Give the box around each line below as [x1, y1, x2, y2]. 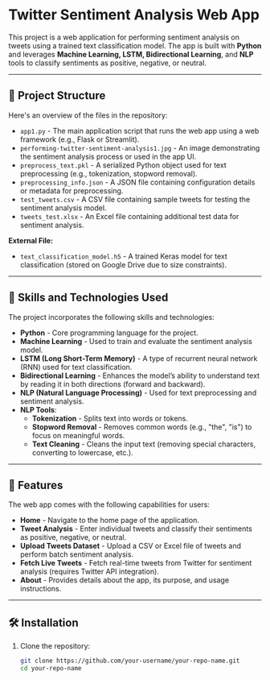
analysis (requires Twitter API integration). [19, 566, 159, 577]
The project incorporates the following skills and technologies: [8, 312, 215, 321]
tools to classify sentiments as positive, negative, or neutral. [8, 58, 207, 68]
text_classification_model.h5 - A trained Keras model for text [19, 251, 227, 261]
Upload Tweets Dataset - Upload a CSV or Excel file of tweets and [19, 541, 241, 551]
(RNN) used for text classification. [19, 362, 133, 371]
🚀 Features [8, 478, 63, 492]
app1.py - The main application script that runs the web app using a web [19, 126, 260, 135]
